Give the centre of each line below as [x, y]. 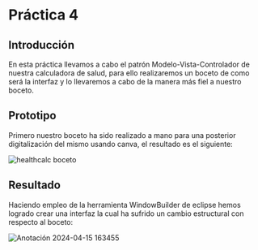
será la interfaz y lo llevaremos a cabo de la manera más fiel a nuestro [125, 82]
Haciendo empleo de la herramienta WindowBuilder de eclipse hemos [125, 205]
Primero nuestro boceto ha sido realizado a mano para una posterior [122, 135]
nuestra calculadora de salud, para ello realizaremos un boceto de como [129, 73]
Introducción [42, 45]
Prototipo [32, 116]
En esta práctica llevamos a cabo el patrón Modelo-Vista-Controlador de [129, 64]
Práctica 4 [44, 15]
